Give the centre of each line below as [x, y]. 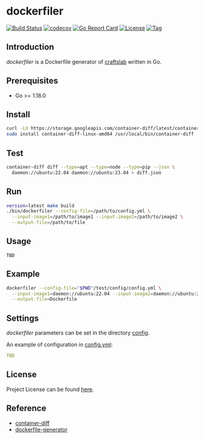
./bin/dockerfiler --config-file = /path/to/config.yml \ [78, 211]
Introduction [30, 47]
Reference [26, 408]
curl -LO [17, 129]
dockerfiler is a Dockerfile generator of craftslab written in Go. [84, 61]
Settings [23, 318]
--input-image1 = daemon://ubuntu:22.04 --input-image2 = [83, 294]
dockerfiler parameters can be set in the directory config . [78, 333]
